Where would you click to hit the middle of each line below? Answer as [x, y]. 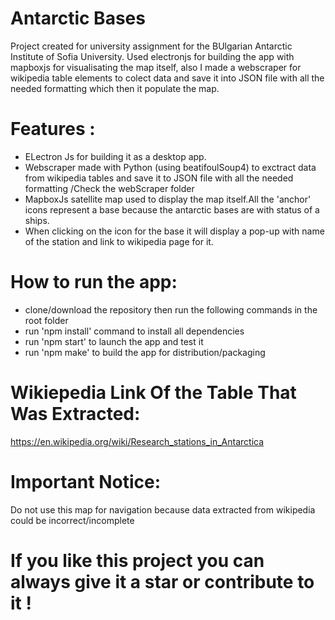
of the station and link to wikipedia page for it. [119, 241]
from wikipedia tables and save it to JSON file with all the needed [159, 178]
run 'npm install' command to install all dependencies [134, 331]
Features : [53, 129]
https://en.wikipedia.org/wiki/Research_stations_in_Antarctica [137, 441]
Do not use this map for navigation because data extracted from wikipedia [163, 509]
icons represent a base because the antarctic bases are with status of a [172, 209]
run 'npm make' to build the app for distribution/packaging [145, 352]
